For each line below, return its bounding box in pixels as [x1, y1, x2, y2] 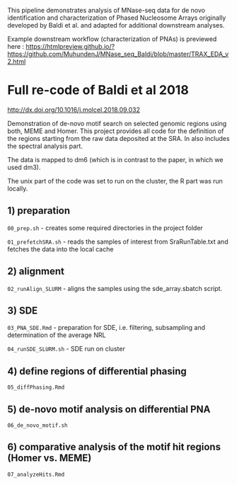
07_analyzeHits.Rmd [7, 471, 65, 478]
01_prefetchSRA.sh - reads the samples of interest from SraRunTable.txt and [7, 237, 229, 246]
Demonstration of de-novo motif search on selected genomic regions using [7, 119, 227, 127]
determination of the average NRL [7, 331, 106, 339]
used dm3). [7, 163, 41, 171]
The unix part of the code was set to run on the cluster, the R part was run [7, 176, 223, 185]
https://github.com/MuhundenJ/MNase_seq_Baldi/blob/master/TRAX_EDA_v [7, 50, 229, 58]
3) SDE [7, 304, 38, 316]
